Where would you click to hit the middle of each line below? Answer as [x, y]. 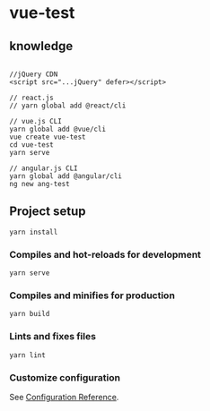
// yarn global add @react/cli [68, 106]
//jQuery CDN [34, 74]
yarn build [30, 314]
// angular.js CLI [44, 168]
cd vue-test [31, 145]
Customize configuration [65, 377]
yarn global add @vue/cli [57, 129]
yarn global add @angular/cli [66, 176]
